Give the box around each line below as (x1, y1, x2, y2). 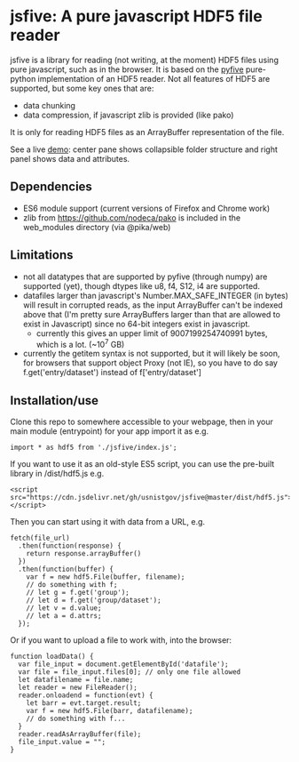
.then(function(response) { (18, 541, 122, 550)
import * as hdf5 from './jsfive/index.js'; (10, 443, 177, 453)
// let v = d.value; (26, 604, 102, 613)
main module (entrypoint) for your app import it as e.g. (10, 426, 209, 437)
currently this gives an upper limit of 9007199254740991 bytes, (35, 327, 268, 339)
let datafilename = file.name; (18, 676, 134, 685)
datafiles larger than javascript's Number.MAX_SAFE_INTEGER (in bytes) (22, 290, 289, 301)
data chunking (22, 100, 76, 110)
